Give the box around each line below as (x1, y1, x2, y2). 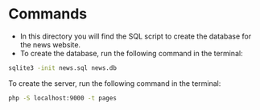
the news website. (19, 39, 81, 49)
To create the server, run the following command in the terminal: (8, 78, 221, 88)
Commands (8, 5, 88, 23)
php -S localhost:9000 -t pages (8, 94, 117, 102)
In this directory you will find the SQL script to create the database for (19, 31, 252, 41)
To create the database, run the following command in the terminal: (19, 48, 243, 58)
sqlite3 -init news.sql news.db (8, 63, 117, 72)
